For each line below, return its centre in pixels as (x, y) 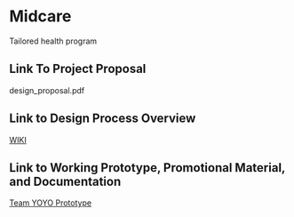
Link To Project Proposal (78, 69)
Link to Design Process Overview (103, 119)
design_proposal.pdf (47, 90)
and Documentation (65, 181)
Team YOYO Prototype (50, 203)
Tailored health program (53, 41)
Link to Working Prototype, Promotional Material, (147, 168)
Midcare (40, 16)
